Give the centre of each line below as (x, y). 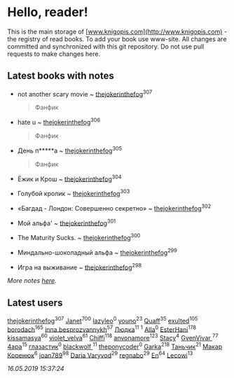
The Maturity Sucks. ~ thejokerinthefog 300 (79, 237)
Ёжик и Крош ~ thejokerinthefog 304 (69, 178)
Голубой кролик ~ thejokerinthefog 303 (74, 193)
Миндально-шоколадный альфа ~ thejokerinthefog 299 (97, 252)
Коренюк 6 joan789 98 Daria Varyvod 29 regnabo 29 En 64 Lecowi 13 (100, 354)
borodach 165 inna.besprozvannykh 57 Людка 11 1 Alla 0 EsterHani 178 (102, 328)
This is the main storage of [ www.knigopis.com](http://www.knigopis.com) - (117, 31)
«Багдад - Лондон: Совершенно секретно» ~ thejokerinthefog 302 (114, 208)
